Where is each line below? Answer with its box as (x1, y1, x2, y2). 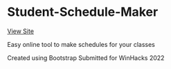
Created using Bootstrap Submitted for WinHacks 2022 (7, 53, 165, 62)
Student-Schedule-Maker (7, 4, 159, 20)
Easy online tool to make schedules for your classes (7, 40, 156, 48)
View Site (7, 27, 35, 35)
